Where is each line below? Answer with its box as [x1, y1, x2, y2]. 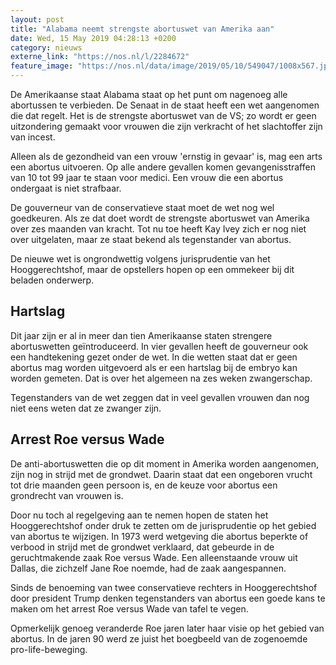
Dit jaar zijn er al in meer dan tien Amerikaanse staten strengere [10, 329, 273, 341]
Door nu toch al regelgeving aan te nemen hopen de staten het [10, 509, 269, 521]
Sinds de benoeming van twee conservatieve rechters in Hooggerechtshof [10, 581, 318, 593]
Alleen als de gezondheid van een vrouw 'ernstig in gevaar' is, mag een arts [10, 151, 323, 162]
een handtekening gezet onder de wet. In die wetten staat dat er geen [10, 351, 298, 363]
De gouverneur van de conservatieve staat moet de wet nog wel [10, 202, 275, 213]
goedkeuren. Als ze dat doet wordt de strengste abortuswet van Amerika [10, 212, 310, 224]
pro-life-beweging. [10, 643, 88, 655]
